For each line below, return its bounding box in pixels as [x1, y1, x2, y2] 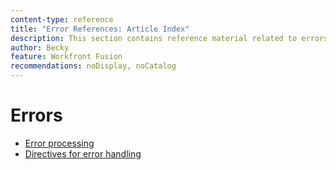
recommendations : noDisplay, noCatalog [10, 61, 177, 71]
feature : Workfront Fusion [10, 52, 123, 62]
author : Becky [10, 42, 70, 53]
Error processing [24, 137, 95, 149]
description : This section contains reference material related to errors [10, 33, 329, 43]
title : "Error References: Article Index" [10, 24, 190, 34]
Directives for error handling [24, 147, 142, 160]
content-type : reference [10, 14, 114, 25]
